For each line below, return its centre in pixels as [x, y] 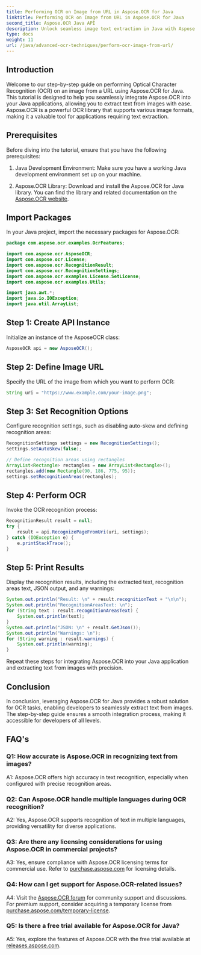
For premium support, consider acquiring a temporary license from [89, 904]
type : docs [20, 34]
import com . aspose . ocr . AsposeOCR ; [50, 254]
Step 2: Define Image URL [55, 367]
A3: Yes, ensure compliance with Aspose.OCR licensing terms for [87, 862]
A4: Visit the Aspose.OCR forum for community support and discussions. [97, 897]
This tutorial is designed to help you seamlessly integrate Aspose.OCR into [99, 97]
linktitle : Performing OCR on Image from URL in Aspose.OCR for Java [95, 17]
